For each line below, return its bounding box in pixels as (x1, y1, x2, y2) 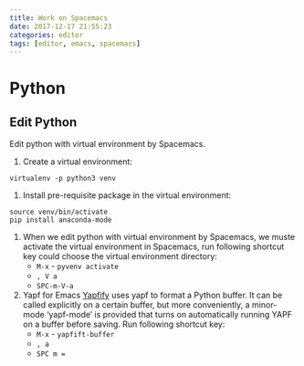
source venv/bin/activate (9, 207, 108, 217)
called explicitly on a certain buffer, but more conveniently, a (22, 299, 250, 310)
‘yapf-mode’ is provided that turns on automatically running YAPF (47, 309, 292, 320)
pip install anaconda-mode (9, 215, 112, 225)
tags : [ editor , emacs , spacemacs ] (9, 38, 142, 48)
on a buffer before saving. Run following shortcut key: (22, 319, 225, 329)
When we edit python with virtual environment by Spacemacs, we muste (22, 232, 296, 243)
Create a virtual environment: (22, 156, 132, 167)
